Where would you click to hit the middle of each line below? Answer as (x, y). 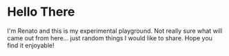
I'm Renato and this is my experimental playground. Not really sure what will (115, 31)
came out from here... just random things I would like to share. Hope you (110, 38)
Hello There (41, 12)
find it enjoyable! (31, 45)
